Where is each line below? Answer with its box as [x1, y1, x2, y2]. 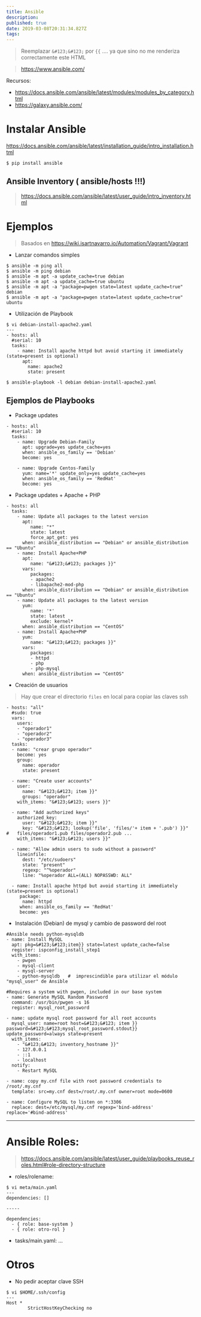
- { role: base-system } [11, 1221, 74, 1227]
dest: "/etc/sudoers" [22, 857, 77, 863]
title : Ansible [6, 8, 44, 15]
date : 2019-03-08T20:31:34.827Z [6, 25, 87, 32]
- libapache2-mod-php [30, 581, 84, 587]
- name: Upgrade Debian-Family [17, 439, 95, 445]
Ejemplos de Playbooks [6, 396, 95, 406]
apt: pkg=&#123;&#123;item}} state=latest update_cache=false [11, 942, 170, 948]
